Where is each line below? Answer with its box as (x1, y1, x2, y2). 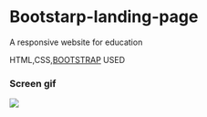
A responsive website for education (9, 37, 143, 48)
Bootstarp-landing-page (9, 6, 199, 27)
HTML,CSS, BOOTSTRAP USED (9, 54, 126, 65)
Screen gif (9, 77, 57, 90)
